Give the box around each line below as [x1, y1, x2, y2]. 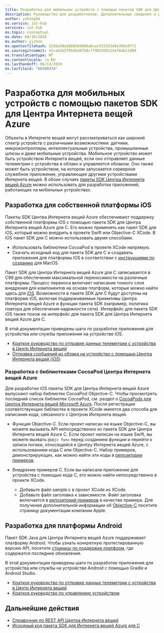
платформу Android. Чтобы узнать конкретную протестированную [5, 539, 144, 546]
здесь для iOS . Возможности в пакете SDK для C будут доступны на [5, 290, 148, 296]
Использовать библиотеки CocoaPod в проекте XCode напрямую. [12, 244, 150, 250]
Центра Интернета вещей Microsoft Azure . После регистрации [5, 401, 136, 407]
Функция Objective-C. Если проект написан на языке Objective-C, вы [12, 421, 156, 427]
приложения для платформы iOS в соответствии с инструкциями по [12, 255, 155, 260]
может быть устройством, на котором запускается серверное [5, 166, 136, 172]
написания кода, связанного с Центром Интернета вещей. [5, 412, 127, 418]
